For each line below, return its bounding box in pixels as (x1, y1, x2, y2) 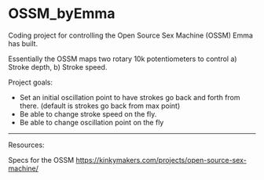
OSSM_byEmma (8, 5, 115, 23)
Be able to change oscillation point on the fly (19, 117, 164, 127)
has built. (8, 38, 38, 48)
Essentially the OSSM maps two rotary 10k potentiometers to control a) (8, 54, 237, 63)
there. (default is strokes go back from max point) (19, 101, 181, 110)
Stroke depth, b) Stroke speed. (8, 62, 108, 71)
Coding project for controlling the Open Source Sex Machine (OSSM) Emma (8, 31, 254, 40)
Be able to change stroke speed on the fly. (19, 109, 157, 118)
